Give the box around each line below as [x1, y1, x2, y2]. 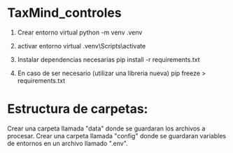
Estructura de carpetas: [7, 101, 148, 117]
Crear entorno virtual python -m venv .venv [17, 28, 143, 36]
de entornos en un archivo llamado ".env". [7, 139, 128, 147]
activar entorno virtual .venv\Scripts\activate [17, 41, 146, 50]
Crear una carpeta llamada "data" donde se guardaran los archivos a [7, 124, 206, 133]
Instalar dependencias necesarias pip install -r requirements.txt [17, 55, 201, 64]
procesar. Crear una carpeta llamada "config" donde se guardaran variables [7, 131, 226, 140]
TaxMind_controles [7, 5, 122, 21]
